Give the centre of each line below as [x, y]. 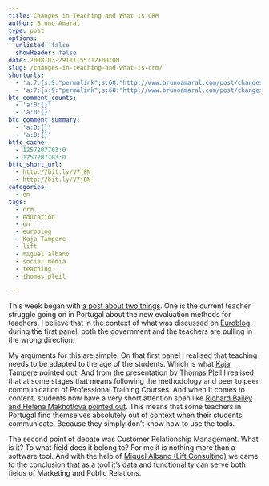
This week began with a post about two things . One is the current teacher [130, 306]
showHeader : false [46, 53]
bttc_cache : [28, 142]
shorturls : [26, 75]
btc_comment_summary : [44, 120]
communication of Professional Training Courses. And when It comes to [127, 390]
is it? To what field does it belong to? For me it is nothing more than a [122, 448]
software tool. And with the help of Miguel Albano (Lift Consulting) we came [133, 456]
